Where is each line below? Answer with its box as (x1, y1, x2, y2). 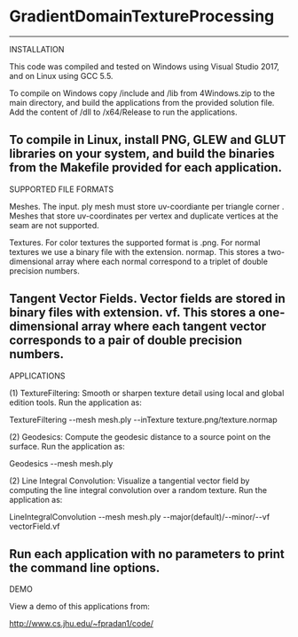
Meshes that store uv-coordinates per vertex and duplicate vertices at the (9, 211, 279, 221)
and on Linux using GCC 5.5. (9, 70, 114, 81)
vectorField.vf (9, 521, 60, 531)
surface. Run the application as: (9, 441, 126, 451)
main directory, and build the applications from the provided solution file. (9, 97, 275, 107)
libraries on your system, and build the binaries (9, 147, 275, 162)
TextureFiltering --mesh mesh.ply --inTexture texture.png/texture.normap (9, 414, 278, 425)
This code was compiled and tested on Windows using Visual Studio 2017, (9, 60, 279, 72)
